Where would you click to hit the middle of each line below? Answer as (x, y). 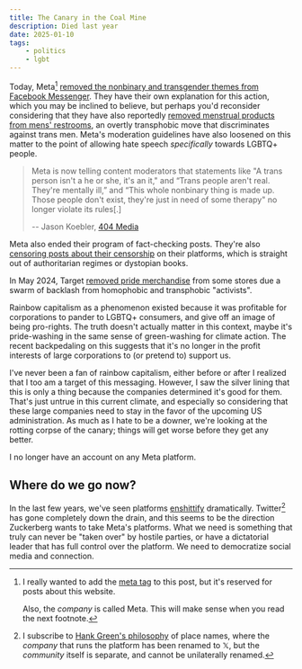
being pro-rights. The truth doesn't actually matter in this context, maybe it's (151, 326)
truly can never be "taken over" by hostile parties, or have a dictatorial (139, 537)
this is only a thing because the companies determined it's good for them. (146, 391)
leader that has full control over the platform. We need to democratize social (150, 547)
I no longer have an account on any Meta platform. (102, 457)
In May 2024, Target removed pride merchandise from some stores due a (145, 281)
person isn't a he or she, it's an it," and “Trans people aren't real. (151, 180)
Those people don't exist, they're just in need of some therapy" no (154, 200)
